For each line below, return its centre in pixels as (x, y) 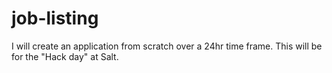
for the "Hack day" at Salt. (65, 56)
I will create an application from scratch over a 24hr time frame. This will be (167, 46)
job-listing (55, 18)
